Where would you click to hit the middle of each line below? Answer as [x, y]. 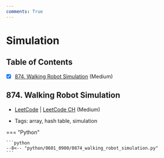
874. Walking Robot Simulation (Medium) [64, 76]
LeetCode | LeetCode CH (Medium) [57, 109]
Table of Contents [40, 62]
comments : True [25, 11]
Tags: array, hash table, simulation [56, 120]
